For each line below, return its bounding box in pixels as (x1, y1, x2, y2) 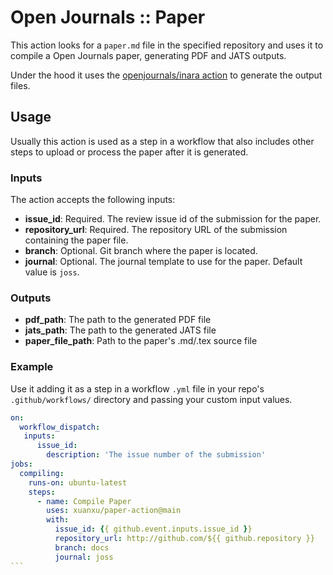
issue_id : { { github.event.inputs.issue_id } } (54, 524, 253, 535)
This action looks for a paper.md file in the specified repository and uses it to (10, 39, 324, 51)
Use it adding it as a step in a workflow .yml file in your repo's (10, 382, 265, 395)
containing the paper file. (24, 234, 129, 246)
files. (10, 79, 31, 91)
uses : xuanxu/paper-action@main (46, 506, 182, 516)
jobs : (10, 459, 33, 470)
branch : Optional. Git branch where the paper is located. (24, 245, 258, 257)
